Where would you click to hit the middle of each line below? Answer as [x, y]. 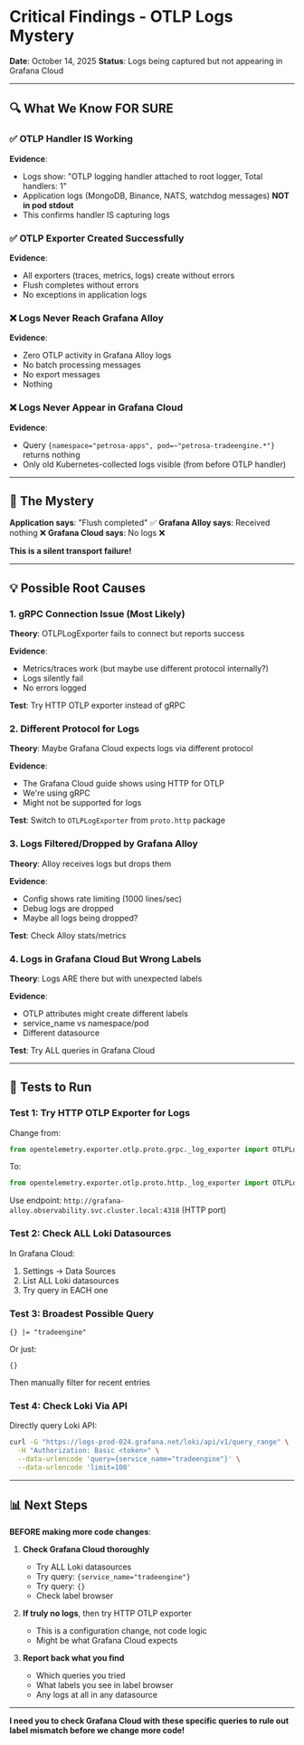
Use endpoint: [36, 1200]
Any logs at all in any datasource [97, 1694]
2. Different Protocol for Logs [75, 729]
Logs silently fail [53, 678]
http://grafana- [94, 1201]
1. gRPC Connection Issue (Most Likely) [97, 614]
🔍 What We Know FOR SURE [91, 109]
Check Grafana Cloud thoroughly [86, 1549]
